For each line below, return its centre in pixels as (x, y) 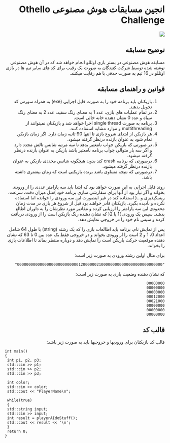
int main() (16, 351)
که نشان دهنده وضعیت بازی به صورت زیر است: (120, 274)
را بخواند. (156, 245)
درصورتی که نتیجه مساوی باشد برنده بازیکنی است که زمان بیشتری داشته (83, 171)
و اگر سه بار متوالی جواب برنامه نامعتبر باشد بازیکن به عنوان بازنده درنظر (83, 150)
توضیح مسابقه (145, 50)
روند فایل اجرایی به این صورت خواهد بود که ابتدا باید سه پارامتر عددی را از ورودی (89, 187)
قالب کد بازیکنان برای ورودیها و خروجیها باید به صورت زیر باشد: (106, 342)
